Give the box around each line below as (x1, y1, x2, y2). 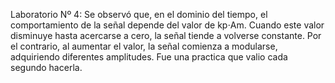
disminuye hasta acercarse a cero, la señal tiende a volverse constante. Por (10, 30, 322, 41)
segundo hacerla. (10, 62, 83, 73)
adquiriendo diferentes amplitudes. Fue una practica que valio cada (10, 51, 288, 63)
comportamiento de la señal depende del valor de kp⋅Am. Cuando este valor (10, 19, 325, 31)
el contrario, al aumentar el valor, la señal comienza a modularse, (10, 40, 278, 52)
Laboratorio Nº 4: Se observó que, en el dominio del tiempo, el (10, 9, 268, 20)
